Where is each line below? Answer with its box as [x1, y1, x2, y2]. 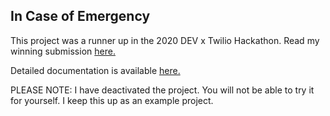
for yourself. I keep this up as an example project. [10, 94, 214, 106]
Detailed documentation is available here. [10, 64, 181, 76]
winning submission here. [10, 45, 116, 57]
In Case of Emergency [10, 8, 151, 25]
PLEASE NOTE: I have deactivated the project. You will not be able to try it [10, 84, 315, 96]
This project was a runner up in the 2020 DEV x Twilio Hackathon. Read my [10, 34, 320, 46]
